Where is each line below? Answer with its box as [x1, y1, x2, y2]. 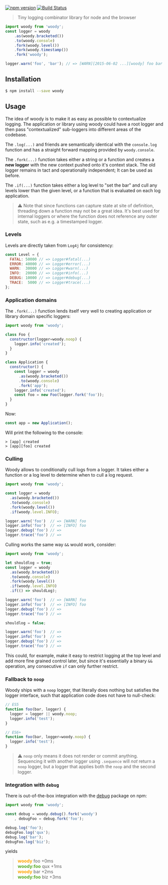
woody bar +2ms [17, 868, 54, 875]
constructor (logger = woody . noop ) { [10, 337, 82, 342]
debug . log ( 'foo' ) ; [5, 825, 44, 830]
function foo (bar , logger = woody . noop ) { [5, 734, 91, 740]
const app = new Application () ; [5, 420, 73, 426]
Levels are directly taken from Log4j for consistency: [5, 242, 114, 248]
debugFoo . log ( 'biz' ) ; [5, 839, 51, 844]
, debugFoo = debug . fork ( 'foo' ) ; [14, 816, 84, 821]
